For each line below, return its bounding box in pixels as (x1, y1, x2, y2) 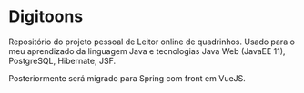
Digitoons (8, 6, 84, 27)
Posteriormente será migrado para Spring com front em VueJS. (8, 72, 247, 83)
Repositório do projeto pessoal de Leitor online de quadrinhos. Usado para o (8, 36, 295, 47)
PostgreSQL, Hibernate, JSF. (8, 55, 116, 66)
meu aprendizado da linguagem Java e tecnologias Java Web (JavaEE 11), (8, 45, 286, 56)
